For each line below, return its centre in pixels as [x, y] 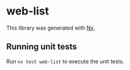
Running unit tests [42, 47]
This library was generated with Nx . [51, 28]
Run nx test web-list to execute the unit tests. [65, 61]
